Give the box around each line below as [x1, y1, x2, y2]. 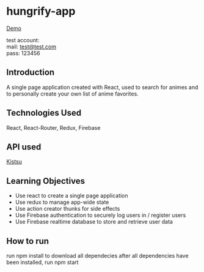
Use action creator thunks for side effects [15, 205, 120, 213]
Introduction [6, 67, 55, 78]
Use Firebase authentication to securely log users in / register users [15, 211, 186, 219]
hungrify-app [6, 4, 76, 18]
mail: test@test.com [6, 43, 57, 50]
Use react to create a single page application [15, 192, 128, 200]
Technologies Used [6, 108, 81, 118]
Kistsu [6, 158, 23, 165]
